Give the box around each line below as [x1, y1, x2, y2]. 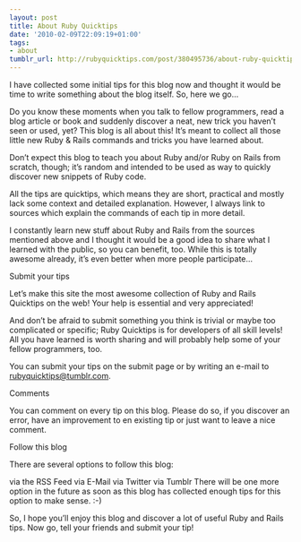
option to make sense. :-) [9, 495, 102, 506]
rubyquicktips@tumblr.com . [9, 371, 112, 381]
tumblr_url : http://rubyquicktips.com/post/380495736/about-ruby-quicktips [9, 55, 298, 64]
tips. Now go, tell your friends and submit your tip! [9, 522, 194, 533]
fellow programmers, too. [9, 344, 103, 354]
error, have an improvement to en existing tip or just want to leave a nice [9, 415, 276, 426]
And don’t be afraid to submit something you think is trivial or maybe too [9, 315, 276, 325]
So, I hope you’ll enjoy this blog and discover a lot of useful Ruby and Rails [9, 512, 284, 523]
